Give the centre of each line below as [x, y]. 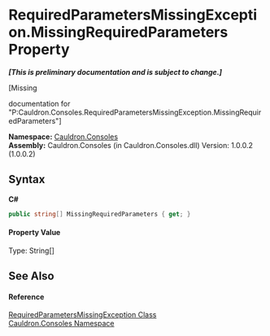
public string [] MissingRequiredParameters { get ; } [100, 214]
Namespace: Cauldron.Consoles [63, 137]
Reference [26, 297]
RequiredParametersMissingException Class [83, 315]
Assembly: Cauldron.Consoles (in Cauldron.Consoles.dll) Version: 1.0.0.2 [131, 145]
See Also [31, 276]
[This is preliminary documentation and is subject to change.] [115, 72]
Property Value [35, 233]
